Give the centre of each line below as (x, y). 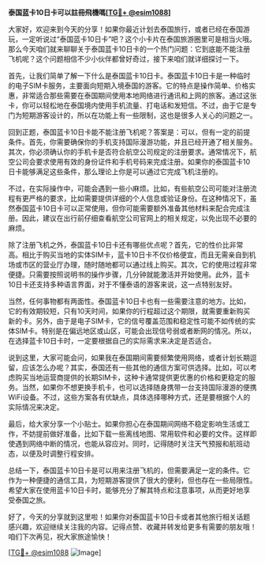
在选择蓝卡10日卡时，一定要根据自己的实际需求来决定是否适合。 (112, 341)
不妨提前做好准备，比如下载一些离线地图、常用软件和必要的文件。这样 (136, 434)
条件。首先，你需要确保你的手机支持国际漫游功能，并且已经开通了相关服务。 (132, 142)
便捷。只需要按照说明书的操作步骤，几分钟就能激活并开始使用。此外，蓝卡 (129, 275)
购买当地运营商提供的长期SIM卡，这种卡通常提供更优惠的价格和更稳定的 (132, 377)
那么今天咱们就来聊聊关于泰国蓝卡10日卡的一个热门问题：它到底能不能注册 (129, 49)
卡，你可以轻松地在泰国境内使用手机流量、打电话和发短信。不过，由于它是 (129, 105)
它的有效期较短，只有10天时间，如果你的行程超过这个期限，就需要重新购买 (129, 311)
